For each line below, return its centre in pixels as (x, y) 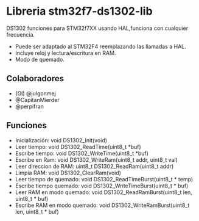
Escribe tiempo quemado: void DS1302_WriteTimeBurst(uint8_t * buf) (102, 186)
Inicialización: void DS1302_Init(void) (61, 140)
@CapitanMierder (37, 100)
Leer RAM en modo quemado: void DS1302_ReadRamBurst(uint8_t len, (104, 192)
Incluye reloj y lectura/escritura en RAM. (65, 53)
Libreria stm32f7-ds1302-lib (80, 11)
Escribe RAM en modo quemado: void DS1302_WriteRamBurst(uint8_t (102, 205)
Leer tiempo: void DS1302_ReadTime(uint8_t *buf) (78, 147)
